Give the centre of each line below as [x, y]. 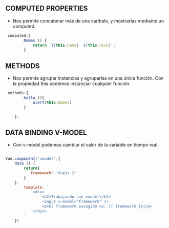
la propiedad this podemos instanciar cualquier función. [71, 84]
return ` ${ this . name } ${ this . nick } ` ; [74, 45]
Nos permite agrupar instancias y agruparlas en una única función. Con [88, 78]
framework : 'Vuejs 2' [54, 173]
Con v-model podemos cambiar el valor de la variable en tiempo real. [86, 145]
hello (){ [34, 98]
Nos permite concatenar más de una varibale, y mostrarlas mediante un [88, 20]
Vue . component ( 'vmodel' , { [33, 159]
